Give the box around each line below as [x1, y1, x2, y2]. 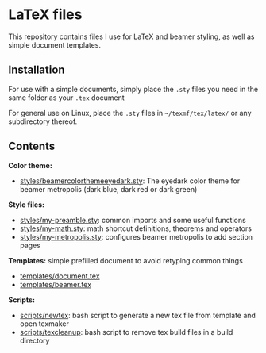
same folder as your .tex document [8, 93, 125, 102]
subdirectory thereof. [8, 117, 78, 126]
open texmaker [19, 319, 69, 328]
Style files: [8, 200, 45, 209]
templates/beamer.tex [19, 279, 92, 289]
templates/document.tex [19, 271, 101, 281]
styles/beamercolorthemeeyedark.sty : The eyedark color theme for [19, 176, 241, 186]
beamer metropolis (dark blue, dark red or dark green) [19, 184, 198, 194]
